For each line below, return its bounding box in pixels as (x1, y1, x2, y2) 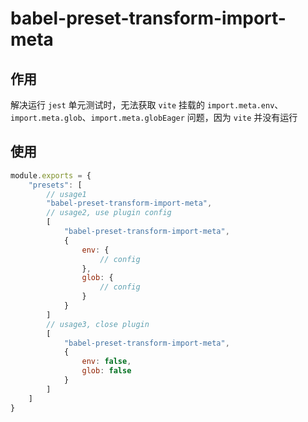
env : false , (81, 357, 132, 367)
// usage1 (46, 189, 87, 199)
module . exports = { (10, 170, 92, 181)
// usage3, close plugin (46, 319, 150, 329)
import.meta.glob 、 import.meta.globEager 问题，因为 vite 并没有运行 (10, 112, 298, 123)
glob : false (81, 366, 132, 376)
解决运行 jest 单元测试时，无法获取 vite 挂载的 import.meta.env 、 (10, 99, 284, 111)
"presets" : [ (28, 180, 83, 190)
